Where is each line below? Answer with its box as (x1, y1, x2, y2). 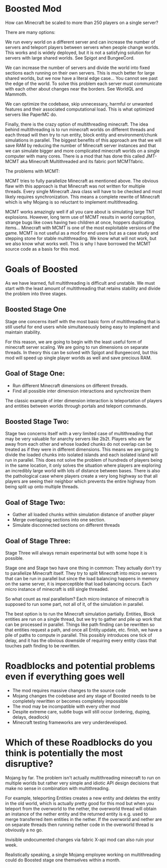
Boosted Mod (5, 3, 62, 15)
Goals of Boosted (5, 264, 78, 275)
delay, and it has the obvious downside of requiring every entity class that (5, 637, 157, 643)
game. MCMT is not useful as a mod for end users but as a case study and (5, 230, 159, 236)
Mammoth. (5, 91, 27, 97)
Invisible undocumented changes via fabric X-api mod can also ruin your (5, 836, 155, 842)
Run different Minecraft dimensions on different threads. (12, 382, 128, 388)
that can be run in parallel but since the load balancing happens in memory (5, 575, 159, 581)
